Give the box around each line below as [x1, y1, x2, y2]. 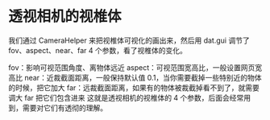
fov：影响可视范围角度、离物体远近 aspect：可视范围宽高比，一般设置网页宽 [8, 62, 263, 72]
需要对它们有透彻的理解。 [22, 102, 107, 113]
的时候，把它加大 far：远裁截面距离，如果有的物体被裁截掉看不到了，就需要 [8, 82, 260, 93]
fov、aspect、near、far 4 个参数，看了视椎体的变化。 [8, 45, 188, 55]
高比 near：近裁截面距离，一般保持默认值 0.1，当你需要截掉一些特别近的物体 [8, 72, 262, 82]
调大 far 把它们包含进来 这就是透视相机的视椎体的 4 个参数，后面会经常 [8, 93, 244, 102]
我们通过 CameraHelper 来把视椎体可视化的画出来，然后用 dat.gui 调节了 [8, 35, 250, 45]
